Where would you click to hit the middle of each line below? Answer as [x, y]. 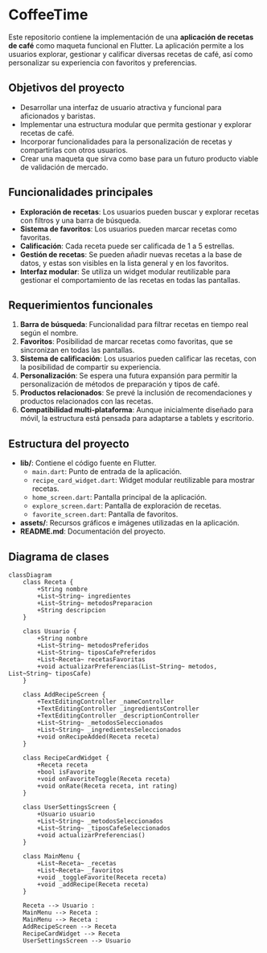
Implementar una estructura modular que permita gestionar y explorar [136, 124]
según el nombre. [49, 333]
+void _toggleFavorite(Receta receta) [102, 877]
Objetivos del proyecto [66, 88]
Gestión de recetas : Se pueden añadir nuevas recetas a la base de [131, 254]
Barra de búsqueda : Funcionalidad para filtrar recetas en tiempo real [134, 325]
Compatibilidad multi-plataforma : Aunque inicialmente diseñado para [136, 410]
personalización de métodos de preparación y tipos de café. [120, 384]
